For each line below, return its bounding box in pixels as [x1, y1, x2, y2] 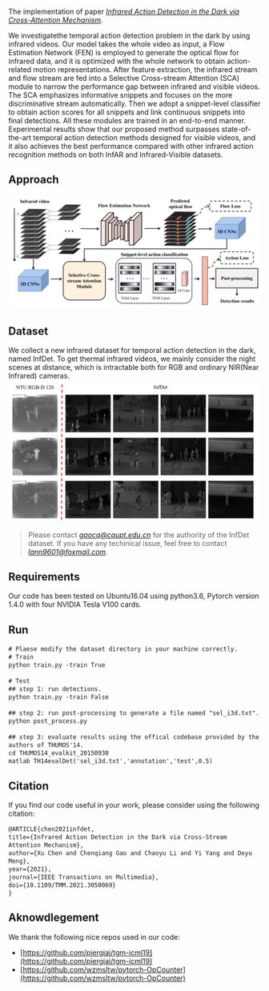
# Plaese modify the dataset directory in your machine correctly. [8, 645, 239, 653]
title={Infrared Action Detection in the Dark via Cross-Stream [8, 833, 227, 841]
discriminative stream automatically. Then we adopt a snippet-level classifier [8, 99, 261, 108]
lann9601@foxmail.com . [27, 547, 108, 556]
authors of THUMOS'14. [8, 741, 84, 749]
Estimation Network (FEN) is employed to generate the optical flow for [8, 48, 239, 57]
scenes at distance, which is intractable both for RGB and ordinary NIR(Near [8, 363, 259, 372]
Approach [8, 173, 59, 187]
